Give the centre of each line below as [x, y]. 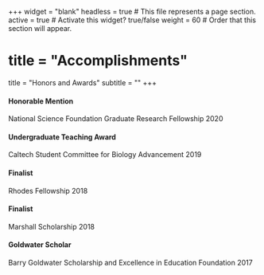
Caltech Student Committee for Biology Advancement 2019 [105, 155]
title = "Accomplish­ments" [98, 61]
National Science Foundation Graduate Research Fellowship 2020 [116, 119]
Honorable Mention [41, 101]
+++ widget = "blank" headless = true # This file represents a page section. [132, 12]
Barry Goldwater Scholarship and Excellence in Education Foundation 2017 [130, 262]
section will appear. [40, 28]
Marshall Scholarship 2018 [52, 226]
